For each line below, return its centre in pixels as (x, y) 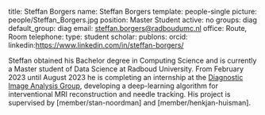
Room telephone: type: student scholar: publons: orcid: (98, 36)
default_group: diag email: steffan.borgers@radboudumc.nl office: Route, (128, 28)
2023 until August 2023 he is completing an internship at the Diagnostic (126, 77)
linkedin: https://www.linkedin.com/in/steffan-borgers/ (96, 45)
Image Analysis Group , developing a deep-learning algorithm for (113, 86)
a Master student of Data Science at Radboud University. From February (126, 69)
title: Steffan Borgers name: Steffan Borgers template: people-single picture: (133, 11)
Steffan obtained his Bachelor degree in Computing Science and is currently (132, 60)
